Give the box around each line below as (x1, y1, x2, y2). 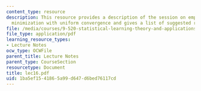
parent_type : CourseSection (6, 59, 77, 65)
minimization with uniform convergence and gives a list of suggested (11, 20, 191, 26)
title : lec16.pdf (6, 70, 50, 76)
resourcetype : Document (6, 64, 66, 71)
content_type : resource (6, 8, 66, 15)
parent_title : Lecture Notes (6, 53, 79, 59)
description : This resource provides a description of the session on (6, 14, 186, 20)
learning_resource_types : (6, 37, 71, 43)
